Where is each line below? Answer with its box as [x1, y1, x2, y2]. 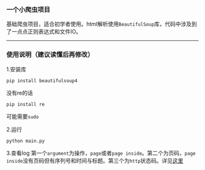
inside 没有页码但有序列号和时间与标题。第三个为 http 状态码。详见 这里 [6, 157, 184, 164]
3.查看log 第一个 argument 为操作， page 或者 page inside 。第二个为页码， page [6, 149, 196, 157]
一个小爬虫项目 [6, 5, 51, 13]
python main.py [6, 138, 45, 144]
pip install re [6, 101, 45, 107]
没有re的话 [6, 89, 34, 96]
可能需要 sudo [6, 113, 39, 120]
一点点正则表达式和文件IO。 [11, 28, 82, 35]
